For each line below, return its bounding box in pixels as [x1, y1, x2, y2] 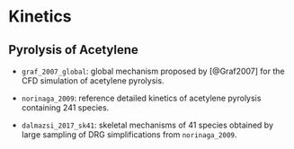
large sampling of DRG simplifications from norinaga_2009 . [21, 129, 237, 140]
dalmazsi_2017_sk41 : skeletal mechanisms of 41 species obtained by [21, 119, 274, 130]
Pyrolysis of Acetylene [8, 42, 138, 57]
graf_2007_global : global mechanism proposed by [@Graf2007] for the [21, 66, 285, 76]
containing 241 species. [21, 102, 110, 113]
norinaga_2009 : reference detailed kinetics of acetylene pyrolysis [21, 92, 262, 103]
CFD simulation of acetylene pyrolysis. [21, 75, 165, 86]
